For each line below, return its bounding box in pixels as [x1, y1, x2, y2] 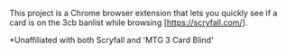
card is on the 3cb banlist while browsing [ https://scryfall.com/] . [9, 17, 248, 28]
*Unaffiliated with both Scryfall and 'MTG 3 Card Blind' [9, 35, 214, 45]
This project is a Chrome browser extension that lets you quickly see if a [9, 8, 278, 18]
